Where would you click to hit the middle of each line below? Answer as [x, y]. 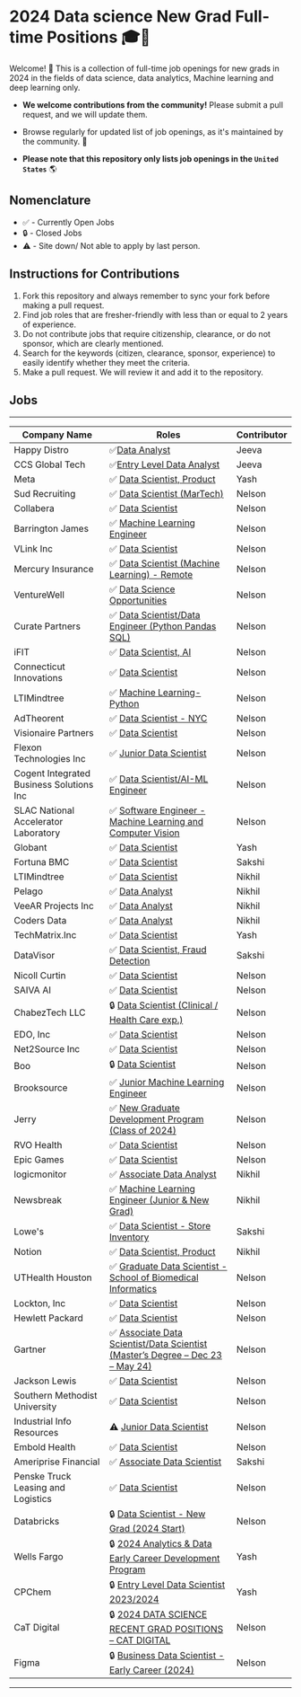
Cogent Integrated [52, 773]
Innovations [38, 678]
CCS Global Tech [50, 464]
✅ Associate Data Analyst [163, 1174]
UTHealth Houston [53, 1277]
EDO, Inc [32, 1035]
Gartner [30, 1349]
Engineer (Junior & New [159, 1200]
